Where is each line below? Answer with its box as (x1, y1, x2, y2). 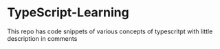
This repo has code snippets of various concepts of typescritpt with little (7, 27, 213, 35)
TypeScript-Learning (7, 5, 129, 20)
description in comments (7, 34, 78, 42)
